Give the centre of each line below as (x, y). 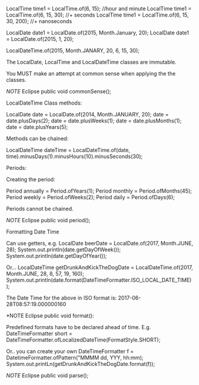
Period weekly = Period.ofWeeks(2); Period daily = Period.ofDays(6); (91, 197)
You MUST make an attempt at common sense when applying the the (91, 73)
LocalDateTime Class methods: (44, 103)
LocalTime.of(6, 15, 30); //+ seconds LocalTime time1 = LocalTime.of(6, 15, (97, 15)
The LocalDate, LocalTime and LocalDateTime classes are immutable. (91, 62)
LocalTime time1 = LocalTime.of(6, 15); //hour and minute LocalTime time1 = (99, 9)
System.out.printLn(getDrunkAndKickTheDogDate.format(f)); (81, 364)
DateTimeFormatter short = (39, 333)
